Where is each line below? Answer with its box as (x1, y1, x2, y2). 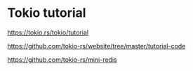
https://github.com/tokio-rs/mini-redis (7, 55, 117, 64)
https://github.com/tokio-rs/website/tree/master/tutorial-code (7, 41, 186, 50)
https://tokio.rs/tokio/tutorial (7, 28, 89, 37)
